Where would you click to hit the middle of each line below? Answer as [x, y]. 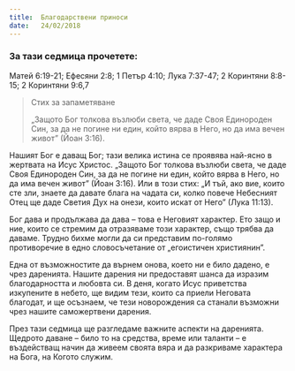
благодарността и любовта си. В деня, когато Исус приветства [128, 283]
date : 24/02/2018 [45, 26]
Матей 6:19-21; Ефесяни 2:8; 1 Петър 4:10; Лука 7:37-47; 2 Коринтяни [139, 75]
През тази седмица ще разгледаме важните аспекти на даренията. [136, 329]
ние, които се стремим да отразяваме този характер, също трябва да [141, 228]
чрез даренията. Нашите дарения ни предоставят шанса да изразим [139, 274]
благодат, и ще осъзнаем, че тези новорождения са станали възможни [144, 302]
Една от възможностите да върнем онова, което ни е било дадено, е [140, 264]
